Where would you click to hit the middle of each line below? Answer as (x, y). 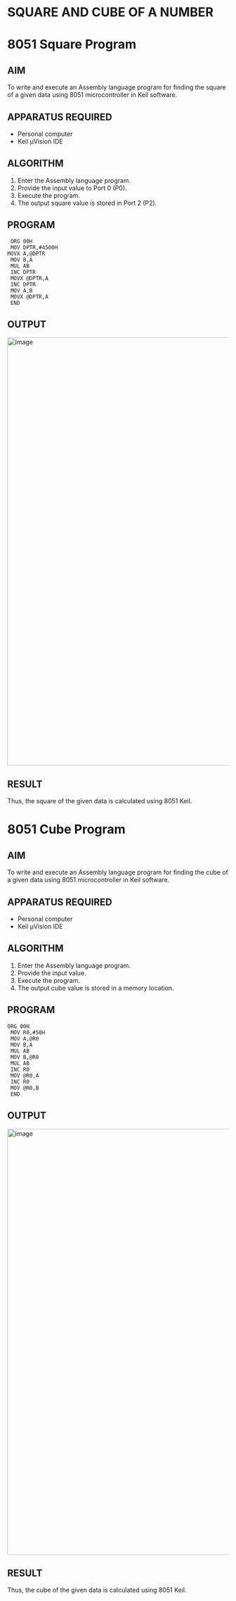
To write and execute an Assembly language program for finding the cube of (118, 872)
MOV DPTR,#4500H (34, 247)
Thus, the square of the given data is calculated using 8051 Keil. (100, 801)
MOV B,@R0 (25, 1057)
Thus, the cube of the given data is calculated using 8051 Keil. (97, 1590)
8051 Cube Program (66, 830)
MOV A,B (21, 290)
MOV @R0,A (25, 1075)
